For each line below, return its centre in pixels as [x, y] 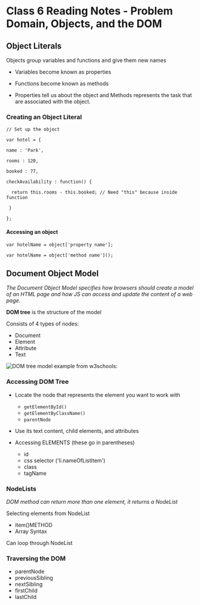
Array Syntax [31, 531]
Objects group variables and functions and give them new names [86, 60]
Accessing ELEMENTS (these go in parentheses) [75, 443]
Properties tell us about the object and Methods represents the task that [103, 95]
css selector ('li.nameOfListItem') [64, 460]
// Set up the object [33, 130]
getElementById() [45, 407]
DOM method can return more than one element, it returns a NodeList [92, 501]
